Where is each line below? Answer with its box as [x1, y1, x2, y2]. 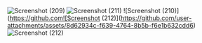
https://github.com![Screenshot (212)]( [9, 14, 121, 22]
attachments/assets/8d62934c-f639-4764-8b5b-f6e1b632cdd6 [7, 21, 194, 29]
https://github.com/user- [120, 14, 192, 22]
